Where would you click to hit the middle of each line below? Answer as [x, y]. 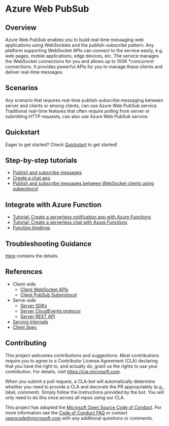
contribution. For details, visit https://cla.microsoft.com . [63, 371]
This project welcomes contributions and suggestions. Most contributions [82, 355]
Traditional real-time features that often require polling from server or [77, 111]
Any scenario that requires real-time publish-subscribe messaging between [84, 100]
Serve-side [24, 300]
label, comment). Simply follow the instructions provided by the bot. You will [84, 392]
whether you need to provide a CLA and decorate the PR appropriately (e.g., [85, 386]
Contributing [26, 343]
